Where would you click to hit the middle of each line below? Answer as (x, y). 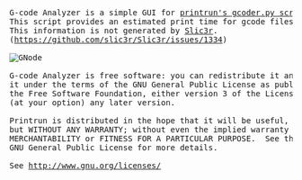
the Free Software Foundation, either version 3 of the (135, 94)
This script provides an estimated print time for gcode (138, 22)
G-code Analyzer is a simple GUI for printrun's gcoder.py (142, 13)
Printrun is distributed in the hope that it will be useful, (149, 121)
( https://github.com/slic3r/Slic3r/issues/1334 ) (118, 40)
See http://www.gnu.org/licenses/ (85, 166)
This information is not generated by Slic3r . (114, 31)
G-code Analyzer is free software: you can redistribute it (145, 76)
